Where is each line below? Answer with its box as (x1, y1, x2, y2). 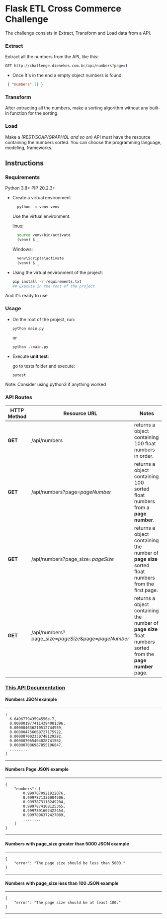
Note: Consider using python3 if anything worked (5, 381, 106, 388)
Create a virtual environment (12, 195, 71, 201)
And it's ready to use (5, 293, 48, 299)
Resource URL (63, 410, 98, 417)
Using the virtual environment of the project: (12, 269, 103, 275)
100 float (134, 440, 156, 447)
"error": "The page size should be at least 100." (14, 900, 121, 905)
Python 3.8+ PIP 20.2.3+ (5, 185, 56, 191)
